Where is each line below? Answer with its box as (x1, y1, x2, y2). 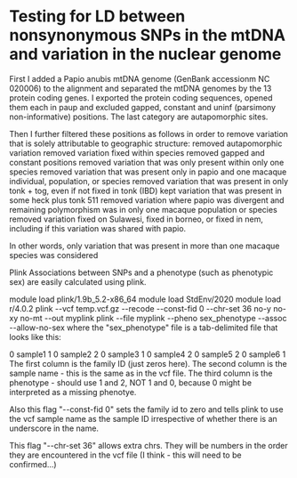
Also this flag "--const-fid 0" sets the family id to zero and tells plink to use (9, 403, 284, 415)
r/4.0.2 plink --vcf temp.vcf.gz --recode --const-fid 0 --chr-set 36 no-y (9, 303, 271, 313)
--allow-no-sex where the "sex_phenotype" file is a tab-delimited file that (9, 322, 278, 333)
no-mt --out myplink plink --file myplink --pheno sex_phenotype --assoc (20, 312, 287, 323)
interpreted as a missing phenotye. (9, 386, 137, 397)
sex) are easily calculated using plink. (9, 276, 147, 287)
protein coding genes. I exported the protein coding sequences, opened (9, 92, 273, 103)
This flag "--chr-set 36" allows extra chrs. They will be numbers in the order (9, 440, 288, 450)
